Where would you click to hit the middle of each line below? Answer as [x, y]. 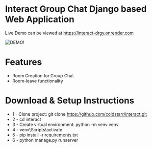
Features [24, 62]
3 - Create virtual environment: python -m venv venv [65, 124]
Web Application [40, 19]
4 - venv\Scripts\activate [37, 129]
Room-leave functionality [38, 81]
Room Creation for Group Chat [43, 75]
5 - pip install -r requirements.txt [45, 135]
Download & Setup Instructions [70, 101]
